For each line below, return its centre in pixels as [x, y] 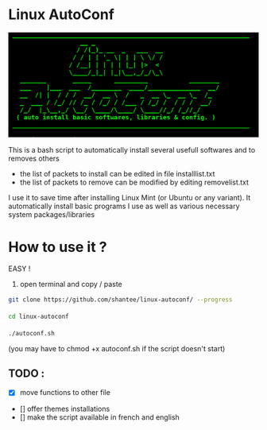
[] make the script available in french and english [100, 417]
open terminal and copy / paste [71, 285]
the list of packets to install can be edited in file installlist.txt [117, 174]
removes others [34, 159]
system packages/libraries [52, 215]
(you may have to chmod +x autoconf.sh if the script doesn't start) [117, 348]
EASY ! [19, 269]
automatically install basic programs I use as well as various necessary [124, 206]
